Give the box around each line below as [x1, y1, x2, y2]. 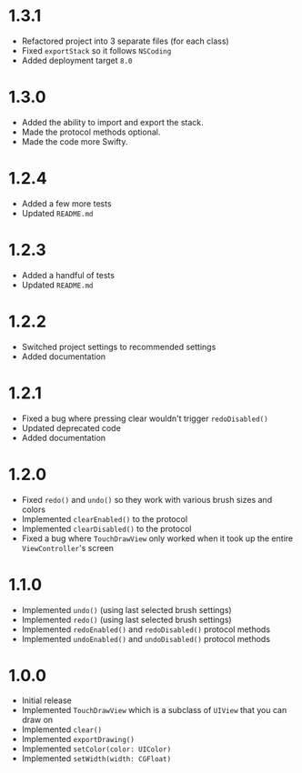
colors [21, 504, 46, 515]
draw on [21, 715, 54, 726]
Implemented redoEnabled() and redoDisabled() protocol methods [21, 624, 270, 635]
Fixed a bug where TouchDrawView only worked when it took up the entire [21, 533, 293, 544]
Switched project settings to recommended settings [21, 341, 216, 352]
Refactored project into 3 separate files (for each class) [21, 35, 229, 46]
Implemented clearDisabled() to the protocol [21, 523, 192, 534]
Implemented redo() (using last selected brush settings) [21, 614, 233, 625]
